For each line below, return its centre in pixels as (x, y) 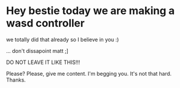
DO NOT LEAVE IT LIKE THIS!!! (43, 62)
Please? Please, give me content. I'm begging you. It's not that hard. (89, 73)
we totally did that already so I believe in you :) (63, 39)
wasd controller (45, 23)
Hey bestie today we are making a (91, 11)
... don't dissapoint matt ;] (37, 50)
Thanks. (16, 80)
